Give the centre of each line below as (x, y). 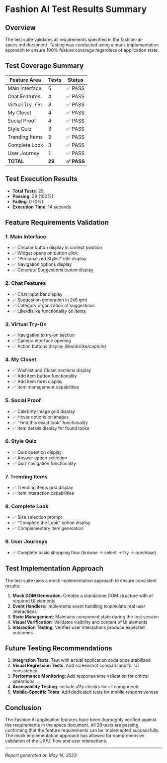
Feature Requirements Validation (57, 223)
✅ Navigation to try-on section (43, 335)
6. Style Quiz (21, 441)
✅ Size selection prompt (37, 517)
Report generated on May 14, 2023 (41, 755)
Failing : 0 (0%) (28, 201)
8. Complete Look (27, 506)
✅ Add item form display (38, 381)
